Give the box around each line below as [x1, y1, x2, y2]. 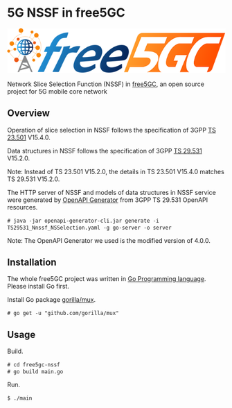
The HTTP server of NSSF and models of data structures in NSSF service [7, 188, 216, 196]
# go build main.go [7, 368, 64, 375]
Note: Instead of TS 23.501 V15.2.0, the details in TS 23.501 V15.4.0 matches [7, 167, 225, 176]
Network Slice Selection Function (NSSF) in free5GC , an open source [7, 80, 204, 88]
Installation [7, 256, 57, 268]
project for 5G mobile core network [7, 87, 107, 95]
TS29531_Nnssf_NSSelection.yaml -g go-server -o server [7, 224, 172, 231]
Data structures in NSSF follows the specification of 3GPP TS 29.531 [7, 146, 202, 155]
